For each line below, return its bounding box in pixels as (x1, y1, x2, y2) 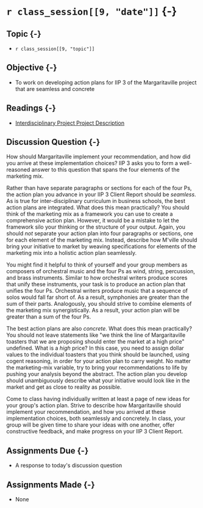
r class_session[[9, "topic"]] (15, 46, 95, 52)
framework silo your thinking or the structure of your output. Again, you (6, 223, 186, 230)
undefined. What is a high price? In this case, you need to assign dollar (6, 344, 184, 352)
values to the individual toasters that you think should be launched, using (6, 351, 190, 358)
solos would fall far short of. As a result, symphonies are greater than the (6, 293, 190, 301)
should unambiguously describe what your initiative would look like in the (6, 377, 190, 385)
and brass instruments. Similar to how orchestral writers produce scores (6, 274, 188, 282)
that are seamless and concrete (15, 85, 95, 92)
